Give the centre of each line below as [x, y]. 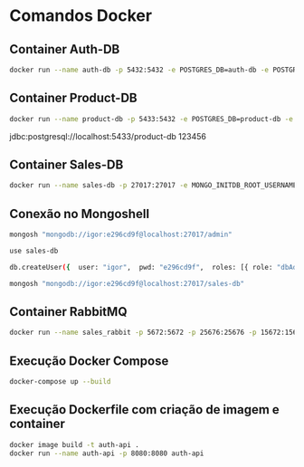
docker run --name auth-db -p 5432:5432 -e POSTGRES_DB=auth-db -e [139, 70]
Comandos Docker [81, 16]
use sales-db [34, 251]
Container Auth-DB [65, 49]
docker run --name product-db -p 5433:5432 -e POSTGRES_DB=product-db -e [152, 119]
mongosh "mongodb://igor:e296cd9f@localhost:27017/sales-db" [127, 283]
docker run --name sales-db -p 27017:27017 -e [99, 186]
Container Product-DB [73, 98]
